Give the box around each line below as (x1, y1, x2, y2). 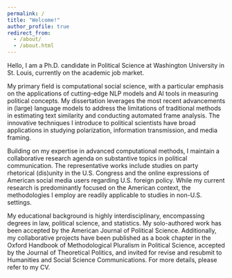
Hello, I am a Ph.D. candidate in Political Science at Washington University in (7, 62, 225, 69)
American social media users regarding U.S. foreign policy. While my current (7, 176, 225, 184)
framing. (7, 133, 31, 142)
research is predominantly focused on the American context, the (7, 184, 191, 192)
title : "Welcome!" (7, 17, 60, 24)
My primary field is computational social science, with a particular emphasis (7, 82, 224, 90)
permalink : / (7, 10, 45, 17)
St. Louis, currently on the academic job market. (7, 68, 144, 77)
